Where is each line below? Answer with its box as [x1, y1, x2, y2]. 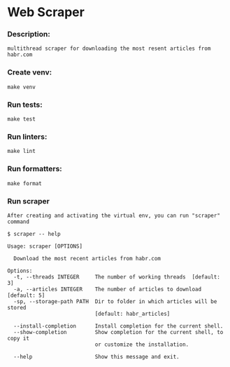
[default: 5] [7, 292, 45, 299]
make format [7, 180, 42, 187]
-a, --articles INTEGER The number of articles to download [13, 286, 201, 293]
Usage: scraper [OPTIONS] [7, 243, 82, 250]
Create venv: [7, 67, 52, 77]
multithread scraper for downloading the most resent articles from [7, 45, 211, 53]
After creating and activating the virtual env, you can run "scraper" [7, 212, 220, 219]
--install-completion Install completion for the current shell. [13, 322, 224, 330]
